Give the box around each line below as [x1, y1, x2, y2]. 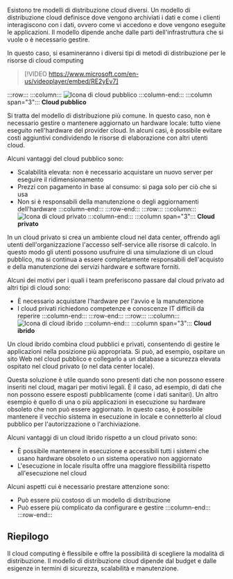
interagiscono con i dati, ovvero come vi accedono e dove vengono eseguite [7, 21, 226, 28]
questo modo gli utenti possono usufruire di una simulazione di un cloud [7, 248, 214, 256]
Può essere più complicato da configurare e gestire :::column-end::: [17, 503, 211, 512]
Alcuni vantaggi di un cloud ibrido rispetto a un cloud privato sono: [7, 434, 198, 441]
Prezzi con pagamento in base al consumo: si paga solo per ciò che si [17, 183, 217, 190]
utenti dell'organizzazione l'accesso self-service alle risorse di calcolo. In [7, 240, 217, 249]
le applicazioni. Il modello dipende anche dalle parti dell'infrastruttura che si [7, 28, 224, 36]
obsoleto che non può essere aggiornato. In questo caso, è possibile [7, 405, 203, 413]
